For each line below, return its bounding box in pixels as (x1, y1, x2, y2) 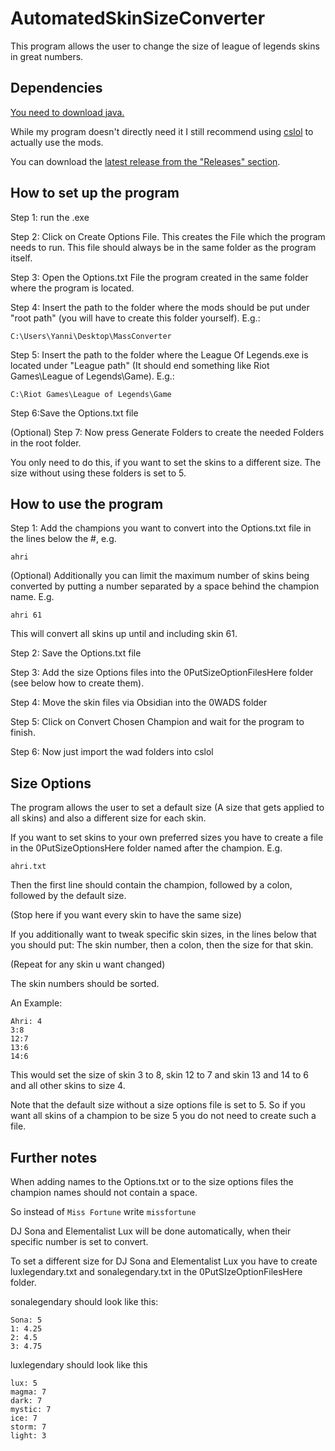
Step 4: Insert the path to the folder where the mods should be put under (10, 301, 310, 313)
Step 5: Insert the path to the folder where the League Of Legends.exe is (10, 348, 309, 361)
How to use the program (10, 495, 164, 512)
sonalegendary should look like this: (10, 1296, 159, 1307)
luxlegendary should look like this (10, 1359, 148, 1371)
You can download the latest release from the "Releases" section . (10, 155, 281, 167)
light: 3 (10, 1431, 47, 1441)
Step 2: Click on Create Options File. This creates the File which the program (10, 230, 326, 242)
